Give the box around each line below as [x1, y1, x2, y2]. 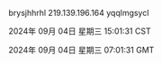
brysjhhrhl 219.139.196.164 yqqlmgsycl [8, 8, 149, 18]
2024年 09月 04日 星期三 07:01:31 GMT [8, 44, 155, 55]
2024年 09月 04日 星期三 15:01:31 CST [8, 26, 151, 36]
